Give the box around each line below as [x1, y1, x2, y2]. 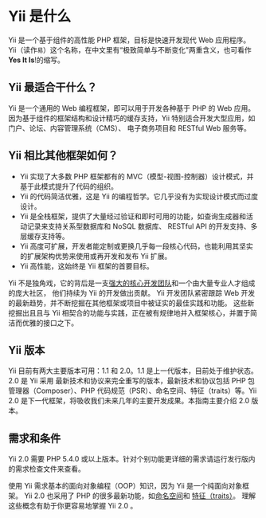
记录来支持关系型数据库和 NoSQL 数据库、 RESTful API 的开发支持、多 [26, 221, 258, 231]
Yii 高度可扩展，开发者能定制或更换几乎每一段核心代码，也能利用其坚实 [19, 241, 253, 251]
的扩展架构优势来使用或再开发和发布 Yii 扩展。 [19, 251, 172, 261]
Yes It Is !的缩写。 [8, 55, 65, 65]
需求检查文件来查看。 [14, 464, 85, 474]
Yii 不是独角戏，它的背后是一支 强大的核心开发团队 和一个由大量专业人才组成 [8, 278, 256, 288]
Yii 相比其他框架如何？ [8, 149, 119, 163]
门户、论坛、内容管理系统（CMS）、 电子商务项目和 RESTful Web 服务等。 [8, 123, 251, 132]
